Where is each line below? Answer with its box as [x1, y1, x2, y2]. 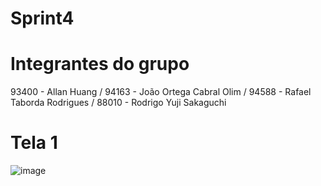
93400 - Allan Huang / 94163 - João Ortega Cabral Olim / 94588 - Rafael [10, 86, 312, 98]
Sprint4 [10, 7, 75, 30]
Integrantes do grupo [10, 53, 190, 76]
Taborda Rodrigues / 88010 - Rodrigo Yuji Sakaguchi [10, 97, 227, 109]
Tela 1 [10, 132, 58, 154]
